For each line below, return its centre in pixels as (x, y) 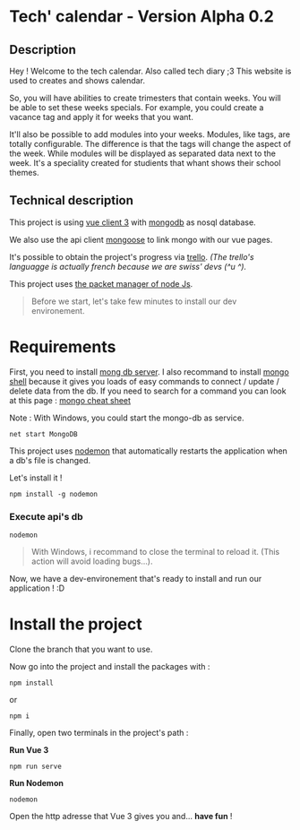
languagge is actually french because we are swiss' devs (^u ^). (128, 266)
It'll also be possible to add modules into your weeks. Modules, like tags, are (150, 134)
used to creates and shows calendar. (77, 81)
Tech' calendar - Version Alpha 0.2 (142, 17)
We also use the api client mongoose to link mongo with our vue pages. (141, 239)
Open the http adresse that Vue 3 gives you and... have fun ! (121, 816)
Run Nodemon (37, 782)
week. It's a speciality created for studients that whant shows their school (145, 163)
